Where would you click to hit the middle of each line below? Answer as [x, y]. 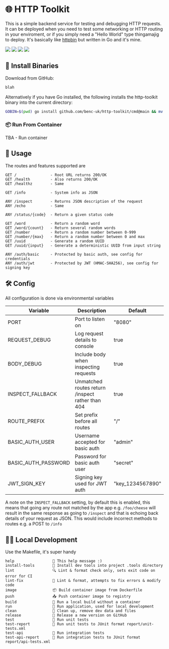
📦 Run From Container [34, 125]
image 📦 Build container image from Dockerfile [74, 590]
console [84, 346]
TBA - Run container [26, 138]
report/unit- [140, 624]
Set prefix [86, 415]
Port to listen [90, 319]
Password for [91, 456]
